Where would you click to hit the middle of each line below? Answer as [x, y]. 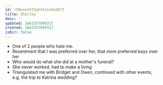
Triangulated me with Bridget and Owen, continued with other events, [82, 72]
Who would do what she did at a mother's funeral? [63, 62]
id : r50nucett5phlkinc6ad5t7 [35, 10]
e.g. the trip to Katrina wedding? [45, 77]
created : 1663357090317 [29, 28]
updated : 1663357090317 [29, 23]
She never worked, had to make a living [52, 67]
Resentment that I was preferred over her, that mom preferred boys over [85, 51]
